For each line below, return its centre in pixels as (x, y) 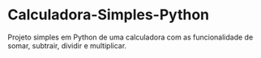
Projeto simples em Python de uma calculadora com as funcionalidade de (130, 37)
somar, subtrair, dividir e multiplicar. (67, 45)
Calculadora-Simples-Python (109, 15)
